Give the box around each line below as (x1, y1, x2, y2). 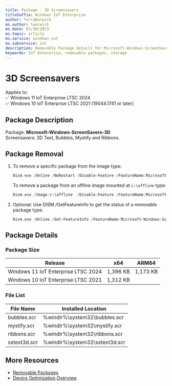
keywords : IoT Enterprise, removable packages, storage (5, 50, 127, 55)
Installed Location (61, 305, 106, 312)
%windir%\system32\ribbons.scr (42, 330, 123, 337)
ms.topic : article (5, 31, 45, 36)
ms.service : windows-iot (5, 36, 58, 41)
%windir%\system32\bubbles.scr (42, 313, 124, 320)
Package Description (5, 116, 73, 124)
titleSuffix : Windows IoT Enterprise (5, 12, 86, 17)
